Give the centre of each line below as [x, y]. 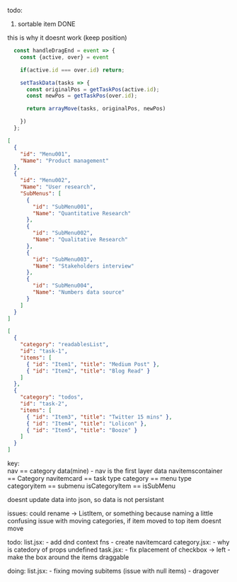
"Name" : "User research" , [58, 187]
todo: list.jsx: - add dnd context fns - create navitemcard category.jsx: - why [118, 542]
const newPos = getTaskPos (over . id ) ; [82, 96]
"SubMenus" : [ [41, 193]
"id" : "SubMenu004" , [63, 286]
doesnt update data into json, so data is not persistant [86, 500]
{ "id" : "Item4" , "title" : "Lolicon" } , [86, 423]
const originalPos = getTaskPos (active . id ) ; [93, 89]
